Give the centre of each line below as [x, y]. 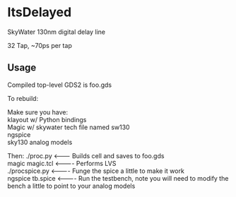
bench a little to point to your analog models [71, 186]
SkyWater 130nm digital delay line [57, 32]
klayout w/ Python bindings [47, 119]
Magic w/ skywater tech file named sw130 [69, 127]
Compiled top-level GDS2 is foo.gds [59, 85]
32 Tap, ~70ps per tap [40, 45]
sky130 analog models [40, 142]
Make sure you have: [38, 112]
